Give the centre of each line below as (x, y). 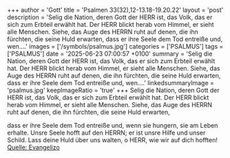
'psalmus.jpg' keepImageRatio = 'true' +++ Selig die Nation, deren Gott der (114, 90)
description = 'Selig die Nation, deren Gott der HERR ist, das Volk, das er (110, 17)
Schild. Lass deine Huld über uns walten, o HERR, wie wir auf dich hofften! (113, 140)
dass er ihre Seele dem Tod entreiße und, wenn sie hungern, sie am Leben (113, 125)
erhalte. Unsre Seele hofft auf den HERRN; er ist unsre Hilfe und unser (106, 133)
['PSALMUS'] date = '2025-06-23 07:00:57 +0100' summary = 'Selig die (110, 54)
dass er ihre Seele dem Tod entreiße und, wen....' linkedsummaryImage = (111, 83)
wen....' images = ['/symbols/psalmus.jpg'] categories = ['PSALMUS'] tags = (115, 46)
